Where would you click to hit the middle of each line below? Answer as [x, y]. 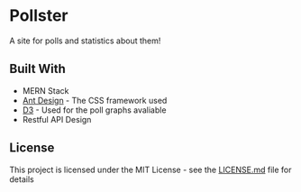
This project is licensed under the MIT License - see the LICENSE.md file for [150, 169]
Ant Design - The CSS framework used [95, 100]
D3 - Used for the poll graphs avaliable [94, 110]
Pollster [39, 16]
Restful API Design [57, 119]
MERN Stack [46, 90]
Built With [37, 69]
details [22, 179]
